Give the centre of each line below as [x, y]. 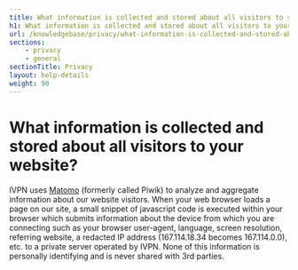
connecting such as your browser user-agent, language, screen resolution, [146, 227]
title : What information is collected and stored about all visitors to [146, 17]
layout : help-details [49, 75]
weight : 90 [29, 83]
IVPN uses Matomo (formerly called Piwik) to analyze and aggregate [134, 190]
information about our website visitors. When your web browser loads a [140, 199]
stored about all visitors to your [126, 146]
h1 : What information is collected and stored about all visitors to [141, 26]
